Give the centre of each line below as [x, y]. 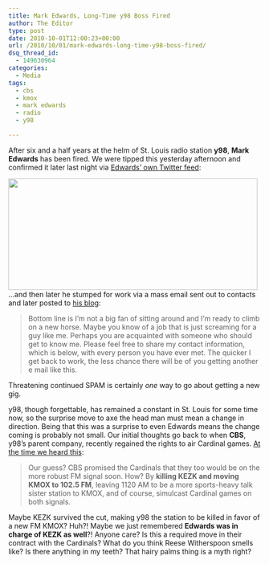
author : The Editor [41, 23]
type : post [26, 31]
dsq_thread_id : [34, 53]
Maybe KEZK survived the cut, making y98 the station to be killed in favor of [134, 517]
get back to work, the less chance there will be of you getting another [143, 361]
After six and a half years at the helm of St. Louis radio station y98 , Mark [129, 150]
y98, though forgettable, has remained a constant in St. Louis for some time [133, 409]
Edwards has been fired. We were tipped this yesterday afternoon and [124, 158]
